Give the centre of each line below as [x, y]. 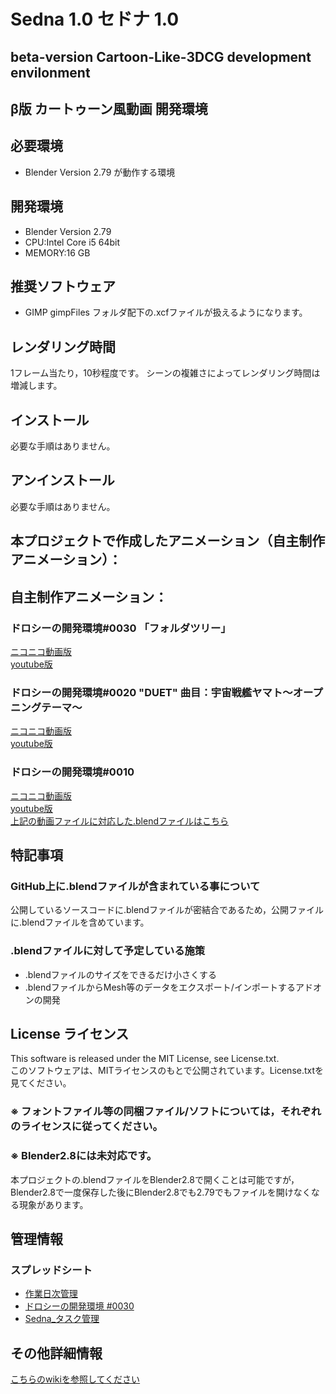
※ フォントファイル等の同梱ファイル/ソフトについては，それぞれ [166, 1112]
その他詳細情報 [56, 1353]
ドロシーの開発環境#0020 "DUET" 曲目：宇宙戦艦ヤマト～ [151, 692]
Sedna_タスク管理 [62, 1319]
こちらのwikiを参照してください [75, 1379]
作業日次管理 [51, 1294]
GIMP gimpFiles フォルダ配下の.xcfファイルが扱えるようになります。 [166, 312]
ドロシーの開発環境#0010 [72, 772]
